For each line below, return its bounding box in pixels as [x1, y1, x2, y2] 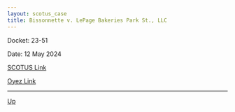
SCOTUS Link [7, 63, 47, 71]
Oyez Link [7, 76, 36, 85]
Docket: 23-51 [7, 36, 48, 44]
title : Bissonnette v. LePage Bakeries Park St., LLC [7, 17, 168, 24]
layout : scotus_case [7, 10, 68, 17]
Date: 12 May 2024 [7, 50, 62, 58]
